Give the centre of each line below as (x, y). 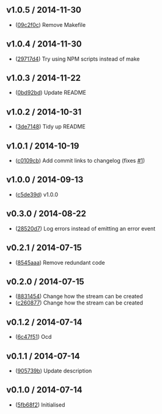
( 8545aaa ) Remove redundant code (60, 262)
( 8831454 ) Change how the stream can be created (79, 297)
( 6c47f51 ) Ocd (33, 337)
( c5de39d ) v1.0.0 (36, 194)
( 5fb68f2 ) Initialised (40, 405)
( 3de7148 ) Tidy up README (50, 127)
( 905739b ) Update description (53, 371)
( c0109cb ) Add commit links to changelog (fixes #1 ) (80, 161)
